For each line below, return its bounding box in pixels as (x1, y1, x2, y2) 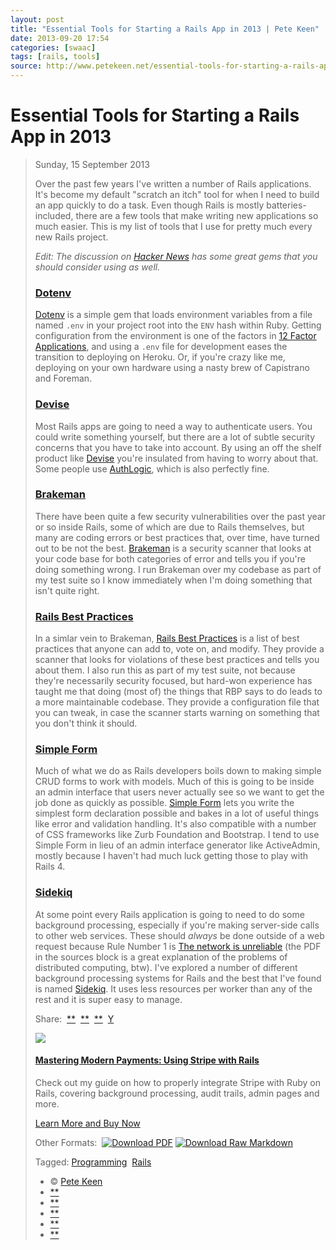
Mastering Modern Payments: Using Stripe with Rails (34, 1054, 260, 1066)
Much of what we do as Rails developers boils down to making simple (34, 765, 322, 777)
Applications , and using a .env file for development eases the (34, 341, 288, 353)
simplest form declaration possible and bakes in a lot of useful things (34, 807, 320, 820)
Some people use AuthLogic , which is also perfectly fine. (34, 462, 270, 475)
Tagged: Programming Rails (34, 1156, 152, 1168)
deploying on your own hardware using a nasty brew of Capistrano (34, 362, 310, 374)
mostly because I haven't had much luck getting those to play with (34, 850, 308, 862)
